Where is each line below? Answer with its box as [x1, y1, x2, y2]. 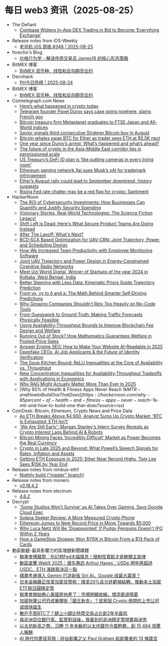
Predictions [19, 295, 43, 301]
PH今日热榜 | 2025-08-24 [19, 79, 73, 86]
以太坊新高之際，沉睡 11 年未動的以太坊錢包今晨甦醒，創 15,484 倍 [19, 622, 156, 629]
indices [33, 124, 48, 130]
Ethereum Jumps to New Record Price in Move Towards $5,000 [19, 520, 151, 526]
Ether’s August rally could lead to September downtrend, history [19, 178, 152, 184]
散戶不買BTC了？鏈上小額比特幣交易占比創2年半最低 [19, 610, 128, 616]
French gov [19, 114, 43, 120]
